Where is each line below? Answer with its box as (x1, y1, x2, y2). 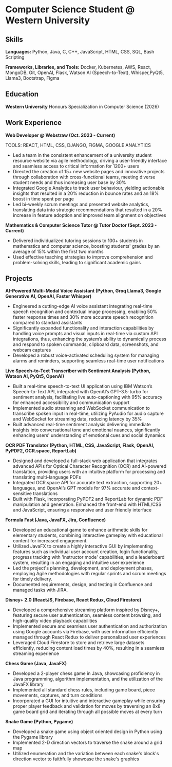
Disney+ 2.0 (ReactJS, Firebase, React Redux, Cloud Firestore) (5, 597, 142, 603)
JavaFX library (12, 681, 44, 687)
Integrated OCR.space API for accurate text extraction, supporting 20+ (12, 480, 163, 486)
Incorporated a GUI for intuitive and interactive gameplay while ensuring (12, 698, 165, 704)
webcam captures (12, 347, 51, 353)
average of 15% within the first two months (12, 248, 104, 254)
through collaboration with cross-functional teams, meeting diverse (12, 174, 156, 180)
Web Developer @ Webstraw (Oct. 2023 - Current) (5, 132, 116, 138)
